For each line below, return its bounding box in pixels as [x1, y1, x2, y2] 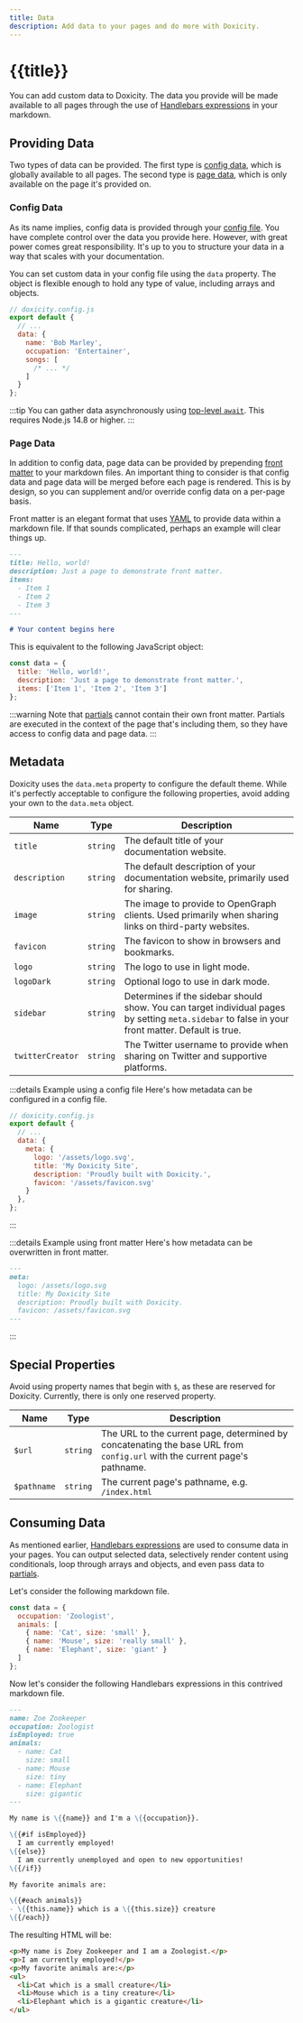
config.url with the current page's [100, 1450, 249, 1462]
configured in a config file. [9, 1093, 108, 1104]
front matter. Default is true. [124, 1024, 242, 1036]
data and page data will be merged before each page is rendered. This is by [9, 477, 291, 487]
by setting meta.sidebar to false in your [124, 1012, 289, 1025]
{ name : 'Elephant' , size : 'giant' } [25, 1645, 168, 1655]
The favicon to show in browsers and [124, 934, 281, 947]
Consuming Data [9, 1516, 106, 1531]
